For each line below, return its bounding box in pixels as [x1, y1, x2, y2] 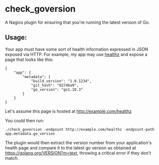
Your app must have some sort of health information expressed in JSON [5, 46, 148, 52]
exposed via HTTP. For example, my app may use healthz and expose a [5, 51, 147, 57]
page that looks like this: [5, 57, 54, 62]
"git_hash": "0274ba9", [30, 83, 79, 88]
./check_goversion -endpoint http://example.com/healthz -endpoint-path [5, 127, 155, 132]
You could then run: [5, 118, 44, 123]
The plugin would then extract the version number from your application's [5, 139, 152, 146]
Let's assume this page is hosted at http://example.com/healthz [5, 108, 132, 114]
